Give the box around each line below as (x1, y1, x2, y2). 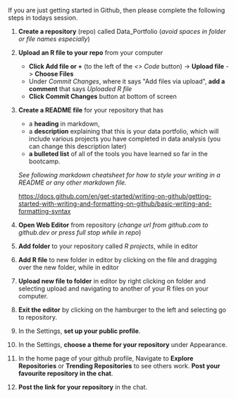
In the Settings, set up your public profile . (18, 327, 141, 335)
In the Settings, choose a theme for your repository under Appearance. (18, 341, 228, 349)
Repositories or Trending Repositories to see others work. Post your (18, 362, 221, 370)
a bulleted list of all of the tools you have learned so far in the (28, 150, 209, 158)
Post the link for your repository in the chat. (18, 383, 148, 391)
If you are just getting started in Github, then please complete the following (8, 6, 225, 14)
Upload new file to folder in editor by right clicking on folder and (18, 277, 206, 285)
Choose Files (35, 70, 74, 78)
